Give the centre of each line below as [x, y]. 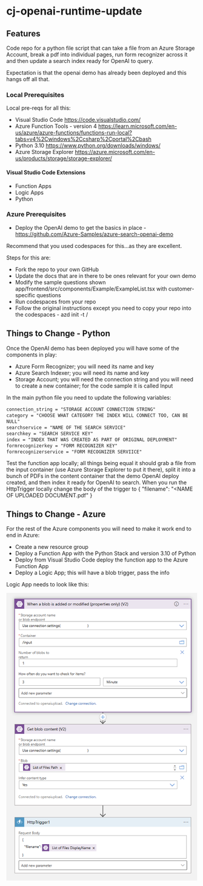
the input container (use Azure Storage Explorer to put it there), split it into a [101, 469]
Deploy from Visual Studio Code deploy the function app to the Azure [101, 560]
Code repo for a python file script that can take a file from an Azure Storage [101, 48]
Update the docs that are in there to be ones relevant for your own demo [105, 276]
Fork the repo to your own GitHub [57, 269]
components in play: [32, 354]
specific [25, 295]
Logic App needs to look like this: [48, 585]
